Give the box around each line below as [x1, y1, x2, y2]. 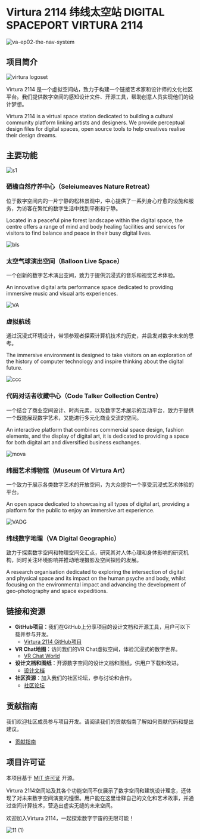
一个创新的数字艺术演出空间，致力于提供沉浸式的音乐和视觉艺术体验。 [6, 272, 179, 279]
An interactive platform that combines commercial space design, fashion [6, 426, 185, 433]
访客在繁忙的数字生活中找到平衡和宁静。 [21, 204, 121, 212]
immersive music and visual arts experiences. [6, 290, 118, 297]
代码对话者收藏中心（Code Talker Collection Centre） [6, 392, 162, 400]
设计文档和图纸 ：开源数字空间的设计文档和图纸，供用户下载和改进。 [14, 659, 182, 666]
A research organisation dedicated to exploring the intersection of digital [6, 568, 184, 576]
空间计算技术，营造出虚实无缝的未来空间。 [11, 801, 116, 809]
